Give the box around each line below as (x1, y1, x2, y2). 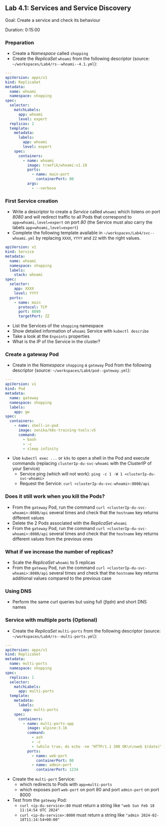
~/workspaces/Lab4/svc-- (103, 231, 155, 236)
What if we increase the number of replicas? (5, 548, 114, 555)
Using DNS (5, 588, 32, 594)
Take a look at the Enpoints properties (12, 333, 90, 339)
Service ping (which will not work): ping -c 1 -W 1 (19, 471, 123, 477)
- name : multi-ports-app (23, 721, 74, 726)
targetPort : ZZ (18, 314, 50, 319)
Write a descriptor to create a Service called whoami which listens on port (12, 209, 161, 215)
